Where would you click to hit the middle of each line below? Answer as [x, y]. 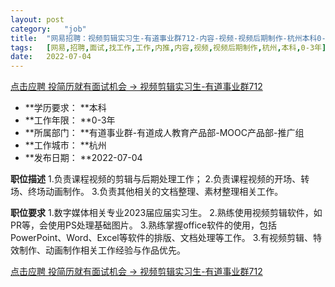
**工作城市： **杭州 [65, 145]
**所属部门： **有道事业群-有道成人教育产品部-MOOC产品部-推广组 [164, 133]
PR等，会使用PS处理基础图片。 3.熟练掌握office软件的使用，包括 [143, 225]
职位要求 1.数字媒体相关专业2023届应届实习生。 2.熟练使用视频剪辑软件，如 [166, 213]
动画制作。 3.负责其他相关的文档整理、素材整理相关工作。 [164, 192]
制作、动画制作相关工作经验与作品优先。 [102, 250]
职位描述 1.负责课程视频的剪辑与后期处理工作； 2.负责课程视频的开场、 [156, 179]
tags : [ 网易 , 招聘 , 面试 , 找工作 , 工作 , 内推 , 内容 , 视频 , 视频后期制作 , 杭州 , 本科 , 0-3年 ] [168, 47]
